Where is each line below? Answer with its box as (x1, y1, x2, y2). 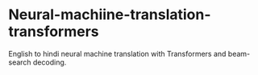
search (8, 57, 31, 67)
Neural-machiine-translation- (8, 6, 211, 24)
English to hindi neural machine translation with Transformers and (8, 49, 227, 58)
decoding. (32, 57, 67, 67)
